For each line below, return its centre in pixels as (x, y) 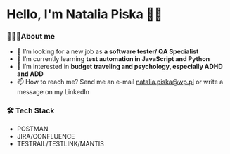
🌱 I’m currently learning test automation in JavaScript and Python (113, 59)
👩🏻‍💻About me (31, 37)
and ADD (30, 74)
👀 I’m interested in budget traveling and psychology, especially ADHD (120, 67)
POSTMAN (32, 129)
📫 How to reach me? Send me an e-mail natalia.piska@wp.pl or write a (120, 82)
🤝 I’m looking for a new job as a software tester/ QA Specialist (108, 51)
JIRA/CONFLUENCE (46, 136)
